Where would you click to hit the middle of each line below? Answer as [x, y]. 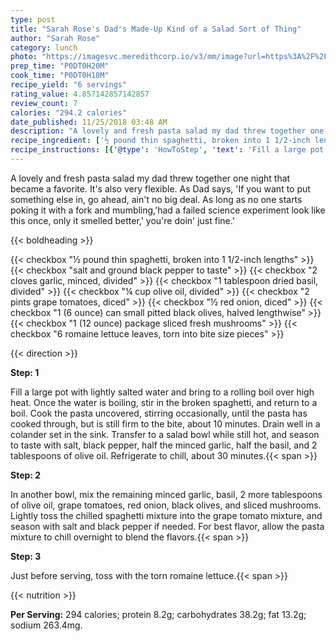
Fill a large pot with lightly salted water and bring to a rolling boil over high [162, 392]
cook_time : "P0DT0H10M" [60, 76]
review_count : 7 [44, 103]
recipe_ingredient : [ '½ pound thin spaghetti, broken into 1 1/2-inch [160, 141]
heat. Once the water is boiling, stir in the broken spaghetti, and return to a [164, 402]
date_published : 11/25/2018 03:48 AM [89, 122]
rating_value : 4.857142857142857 [80, 94]
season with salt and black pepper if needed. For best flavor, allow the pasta [167, 526]
